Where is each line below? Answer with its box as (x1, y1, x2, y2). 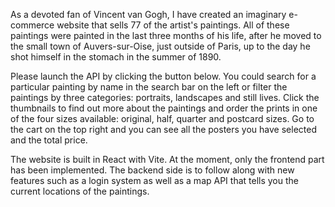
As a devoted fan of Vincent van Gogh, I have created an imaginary (10, 9, 287, 20)
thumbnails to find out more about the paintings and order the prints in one (10, 102, 318, 114)
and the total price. (10, 134, 88, 146)
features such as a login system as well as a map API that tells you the (10, 175, 299, 186)
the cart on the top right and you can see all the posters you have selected (10, 124, 317, 135)
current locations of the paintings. (10, 185, 150, 197)
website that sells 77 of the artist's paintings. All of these (56, 19, 290, 31)
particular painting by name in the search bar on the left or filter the (10, 81, 288, 93)
